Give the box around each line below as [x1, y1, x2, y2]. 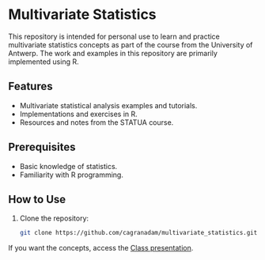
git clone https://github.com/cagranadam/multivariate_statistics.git [19, 229, 258, 237]
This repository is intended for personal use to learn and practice [8, 32, 220, 41]
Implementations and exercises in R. [19, 109, 138, 119]
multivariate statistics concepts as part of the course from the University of [8, 40, 253, 49]
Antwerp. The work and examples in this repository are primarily [8, 48, 218, 58]
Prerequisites [8, 141, 76, 154]
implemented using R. [8, 57, 79, 66]
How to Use [8, 192, 66, 206]
